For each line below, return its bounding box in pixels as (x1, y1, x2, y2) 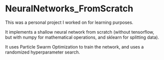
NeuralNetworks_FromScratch (5, 3, 134, 14)
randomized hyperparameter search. (5, 49, 80, 55)
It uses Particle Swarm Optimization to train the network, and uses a (5, 44, 144, 50)
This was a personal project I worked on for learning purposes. (5, 19, 134, 25)
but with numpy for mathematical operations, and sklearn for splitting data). (5, 34, 160, 40)
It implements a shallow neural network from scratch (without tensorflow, (5, 29, 155, 35)
